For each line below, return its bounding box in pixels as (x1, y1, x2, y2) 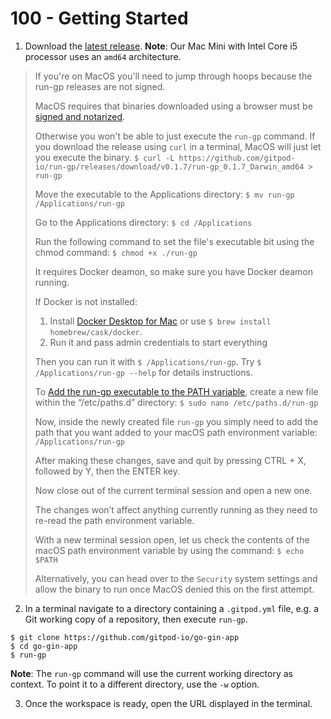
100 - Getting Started (10, 7, 189, 30)
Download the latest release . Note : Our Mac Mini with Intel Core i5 (24, 40, 298, 52)
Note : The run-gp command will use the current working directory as (10, 667, 293, 679)
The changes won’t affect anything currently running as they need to (34, 503, 318, 516)
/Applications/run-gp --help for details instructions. (34, 366, 253, 378)
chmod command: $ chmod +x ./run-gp (34, 246, 198, 258)
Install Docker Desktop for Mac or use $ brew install (49, 315, 272, 327)
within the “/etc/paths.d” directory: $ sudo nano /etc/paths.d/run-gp (34, 396, 319, 408)
